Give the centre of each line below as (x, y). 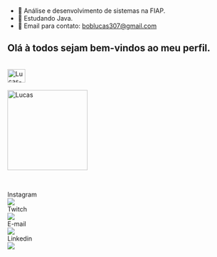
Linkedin (20, 238)
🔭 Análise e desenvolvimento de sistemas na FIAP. (91, 11)
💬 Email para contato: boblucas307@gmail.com (87, 26)
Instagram (22, 194)
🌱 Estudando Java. (45, 18)
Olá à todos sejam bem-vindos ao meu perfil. (109, 48)
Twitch (17, 209)
